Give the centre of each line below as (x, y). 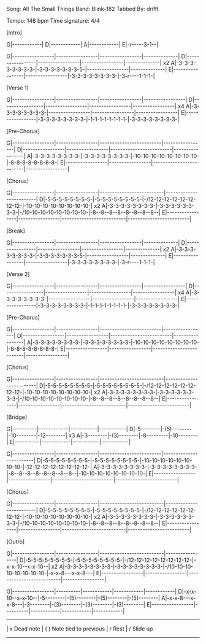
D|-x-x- (188, 592)
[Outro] (16, 542)
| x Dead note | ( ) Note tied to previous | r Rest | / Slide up (80, 629)
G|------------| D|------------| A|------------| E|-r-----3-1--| (82, 44)
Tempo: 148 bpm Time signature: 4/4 (53, 21)
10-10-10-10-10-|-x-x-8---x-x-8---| (51, 573)
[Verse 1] (17, 88)
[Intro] (14, 33)
